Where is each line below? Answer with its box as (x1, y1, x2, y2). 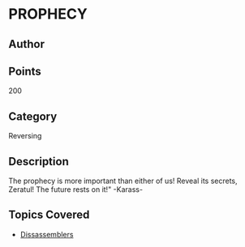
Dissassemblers (19, 229, 74, 239)
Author (8, 37, 45, 51)
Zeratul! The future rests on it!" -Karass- (8, 185, 144, 194)
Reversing (8, 131, 42, 141)
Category (8, 109, 58, 123)
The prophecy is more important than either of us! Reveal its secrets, (8, 176, 238, 186)
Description (8, 155, 69, 168)
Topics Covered (8, 208, 90, 222)
